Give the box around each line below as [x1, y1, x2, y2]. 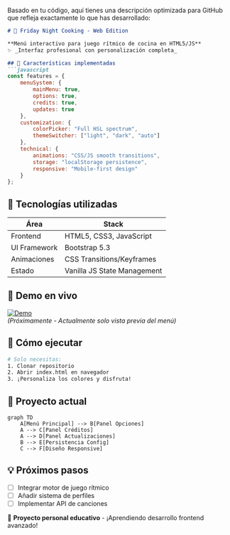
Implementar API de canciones [17, 499, 108, 507]
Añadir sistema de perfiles [17, 491, 94, 499]
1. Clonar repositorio [7, 362, 75, 369]
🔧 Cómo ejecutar [7, 337, 83, 349]
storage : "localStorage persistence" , [33, 158, 148, 166]
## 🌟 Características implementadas [7, 60, 116, 67]
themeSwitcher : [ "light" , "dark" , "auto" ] [33, 132, 160, 139]
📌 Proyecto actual [7, 395, 87, 407]
